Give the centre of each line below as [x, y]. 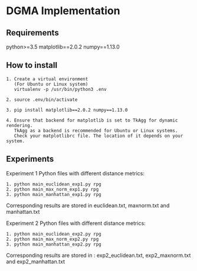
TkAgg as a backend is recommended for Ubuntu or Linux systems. [96, 130]
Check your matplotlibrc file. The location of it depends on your [98, 136]
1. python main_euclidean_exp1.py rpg [54, 184]
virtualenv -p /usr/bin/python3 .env [60, 89]
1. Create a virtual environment [47, 79]
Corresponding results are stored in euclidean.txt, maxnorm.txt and [88, 205]
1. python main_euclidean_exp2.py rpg [54, 234]
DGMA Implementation [63, 11]
